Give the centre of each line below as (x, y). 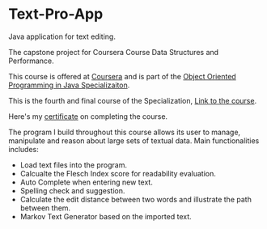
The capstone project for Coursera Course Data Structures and (114, 52)
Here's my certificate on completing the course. (88, 116)
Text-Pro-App (56, 14)
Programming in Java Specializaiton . (69, 85)
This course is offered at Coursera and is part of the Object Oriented (122, 76)
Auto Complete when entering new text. (87, 182)
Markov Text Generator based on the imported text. (106, 216)
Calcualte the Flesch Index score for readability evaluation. (118, 173)
